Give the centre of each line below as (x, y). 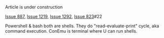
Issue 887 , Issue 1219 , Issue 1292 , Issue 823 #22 (54, 16)
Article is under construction (34, 7)
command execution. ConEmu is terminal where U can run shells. (71, 31)
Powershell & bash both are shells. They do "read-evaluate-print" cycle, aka (82, 26)
